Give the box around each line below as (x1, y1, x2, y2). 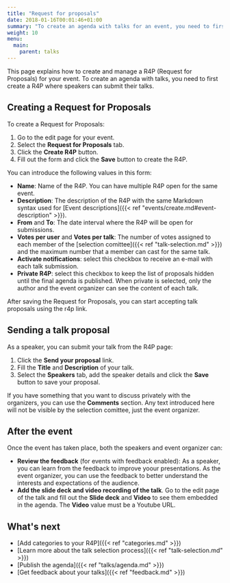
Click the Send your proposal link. (16, 356, 114, 364)
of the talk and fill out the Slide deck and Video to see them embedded (16, 494, 218, 502)
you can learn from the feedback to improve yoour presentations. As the (16, 464, 221, 472)
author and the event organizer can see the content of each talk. (16, 284, 199, 292)
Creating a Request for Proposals (7, 102, 151, 113)
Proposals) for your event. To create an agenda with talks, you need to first (7, 74, 218, 82)
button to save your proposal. (16, 378, 101, 386)
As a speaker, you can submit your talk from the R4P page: (7, 343, 173, 351)
